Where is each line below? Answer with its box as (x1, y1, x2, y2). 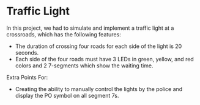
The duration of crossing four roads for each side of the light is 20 (15, 42, 182, 50)
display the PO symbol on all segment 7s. (15, 92, 119, 99)
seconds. (15, 49, 39, 56)
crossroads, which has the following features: (6, 30, 121, 38)
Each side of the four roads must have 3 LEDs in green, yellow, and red (15, 55, 194, 63)
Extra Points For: (6, 73, 48, 81)
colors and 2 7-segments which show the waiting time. (15, 62, 154, 69)
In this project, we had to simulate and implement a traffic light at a (6, 24, 174, 32)
